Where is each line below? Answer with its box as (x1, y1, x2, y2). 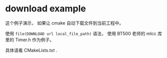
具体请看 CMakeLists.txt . (5, 47, 58, 53)
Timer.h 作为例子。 (15, 37, 54, 43)
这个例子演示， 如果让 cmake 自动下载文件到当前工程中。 (5, 20, 124, 26)
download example (5, 3, 86, 14)
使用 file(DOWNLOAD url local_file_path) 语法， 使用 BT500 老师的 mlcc (5, 30, 157, 36)
